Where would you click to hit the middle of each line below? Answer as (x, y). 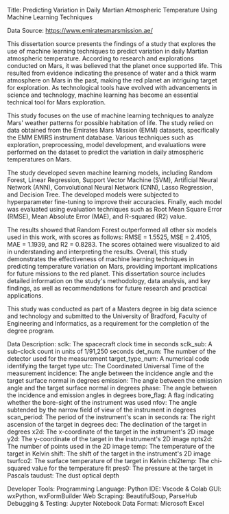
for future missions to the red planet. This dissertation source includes (106, 273)
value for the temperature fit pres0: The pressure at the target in (122, 468)
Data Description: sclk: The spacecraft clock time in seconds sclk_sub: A (110, 344)
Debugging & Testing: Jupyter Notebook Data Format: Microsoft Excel (106, 503)
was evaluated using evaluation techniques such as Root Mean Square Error (114, 209)
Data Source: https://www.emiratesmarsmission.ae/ (80, 31)
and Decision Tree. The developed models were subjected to (93, 194)
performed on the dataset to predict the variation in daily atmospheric (106, 152)
